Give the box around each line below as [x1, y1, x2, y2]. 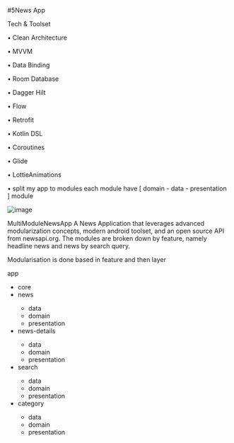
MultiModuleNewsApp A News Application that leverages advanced [7, 219, 205, 227]
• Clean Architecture [7, 33, 67, 42]
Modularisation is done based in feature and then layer [7, 255, 166, 264]
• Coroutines [7, 143, 45, 151]
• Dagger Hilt [7, 88, 46, 96]
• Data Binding [7, 61, 50, 69]
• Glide [7, 157, 28, 165]
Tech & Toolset [7, 20, 51, 28]
